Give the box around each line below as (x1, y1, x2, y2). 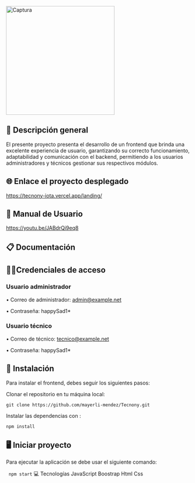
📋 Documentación (6, 242, 76, 252)
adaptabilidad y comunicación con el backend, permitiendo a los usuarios (6, 153, 183, 160)
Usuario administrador (6, 283, 71, 291)
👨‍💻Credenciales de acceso (6, 265, 106, 275)
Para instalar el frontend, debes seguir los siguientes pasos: (6, 379, 150, 386)
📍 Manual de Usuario (6, 209, 83, 219)
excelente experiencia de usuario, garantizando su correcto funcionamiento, (6, 147, 190, 154)
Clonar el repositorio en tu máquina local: (6, 390, 105, 397)
